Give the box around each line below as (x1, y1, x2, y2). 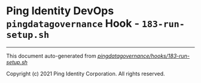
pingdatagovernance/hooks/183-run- (98, 52, 190, 59)
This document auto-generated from (6, 52, 97, 59)
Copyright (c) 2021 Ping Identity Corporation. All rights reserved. (6, 70, 166, 77)
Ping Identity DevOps (6, 4, 114, 18)
